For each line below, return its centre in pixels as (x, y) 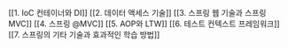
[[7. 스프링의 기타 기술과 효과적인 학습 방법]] (84, 34)
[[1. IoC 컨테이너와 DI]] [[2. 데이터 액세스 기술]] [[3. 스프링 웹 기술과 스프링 (137, 13)
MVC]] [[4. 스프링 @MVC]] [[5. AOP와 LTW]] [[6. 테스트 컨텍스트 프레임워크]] (144, 24)
